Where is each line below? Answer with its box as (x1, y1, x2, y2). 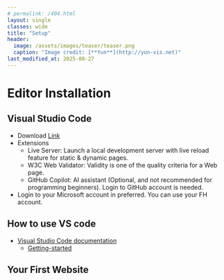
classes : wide (7, 23, 49, 30)
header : (7, 36, 30, 43)
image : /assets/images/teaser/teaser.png (13, 42, 135, 49)
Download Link (17, 131, 60, 140)
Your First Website (7, 263, 89, 275)
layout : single (7, 17, 51, 24)
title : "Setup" (7, 29, 51, 37)
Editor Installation (7, 85, 111, 101)
